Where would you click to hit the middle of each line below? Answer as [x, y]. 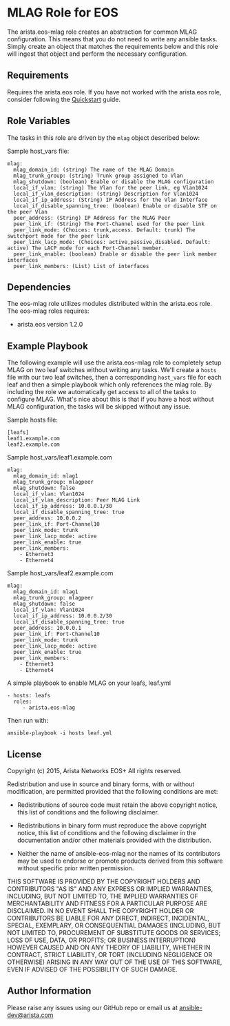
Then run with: [28, 721]
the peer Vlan [28, 212]
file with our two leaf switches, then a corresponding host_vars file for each [114, 378]
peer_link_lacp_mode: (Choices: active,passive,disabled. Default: [112, 242]
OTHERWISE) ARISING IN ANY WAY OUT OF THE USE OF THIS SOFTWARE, [115, 962]
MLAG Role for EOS [63, 13]
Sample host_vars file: [38, 151]
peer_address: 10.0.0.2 [47, 518]
